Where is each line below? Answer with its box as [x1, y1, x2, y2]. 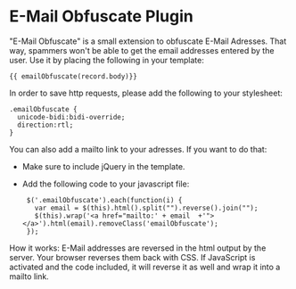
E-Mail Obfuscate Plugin [9, 6, 193, 27]
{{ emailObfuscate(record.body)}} [9, 71, 138, 81]
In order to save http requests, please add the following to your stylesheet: [9, 87, 284, 98]
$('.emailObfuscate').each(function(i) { [26, 195, 183, 204]
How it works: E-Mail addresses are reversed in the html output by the [9, 243, 267, 253]
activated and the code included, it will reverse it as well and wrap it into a [9, 261, 281, 272]
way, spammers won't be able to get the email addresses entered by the [9, 45, 275, 55]
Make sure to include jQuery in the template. [21, 161, 185, 171]
